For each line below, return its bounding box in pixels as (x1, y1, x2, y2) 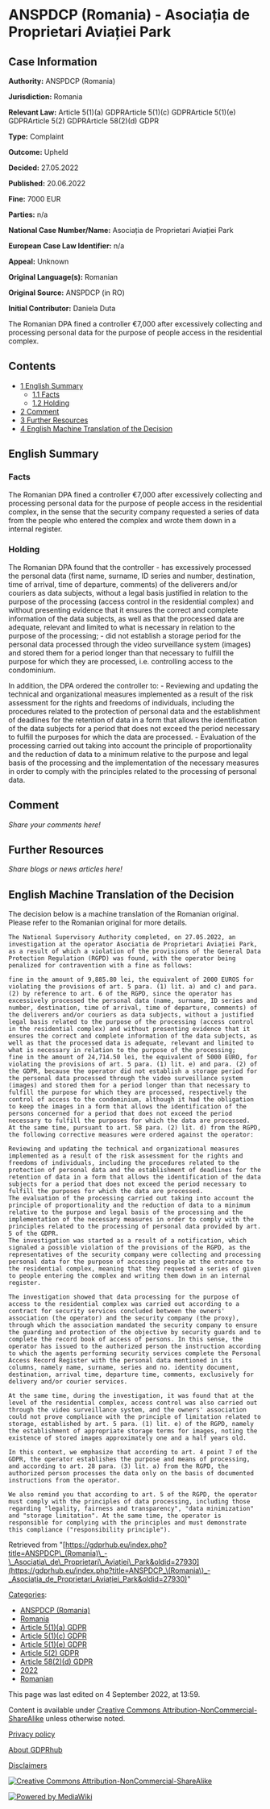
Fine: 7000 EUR (8, 194, 61, 203)
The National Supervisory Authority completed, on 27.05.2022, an (8, 934, 236, 942)
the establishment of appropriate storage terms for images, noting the (8, 1427, 258, 1436)
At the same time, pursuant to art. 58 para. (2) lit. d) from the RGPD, (8, 1124, 262, 1132)
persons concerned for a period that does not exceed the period (8, 1110, 232, 1118)
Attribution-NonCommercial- (162, 1705, 258, 1715)
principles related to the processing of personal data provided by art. (8, 1223, 262, 1231)
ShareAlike (8, 1714, 44, 1724)
